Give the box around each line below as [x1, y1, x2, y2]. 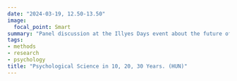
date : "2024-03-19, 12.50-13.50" [7, 10, 106, 18]
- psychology [7, 56, 46, 63]
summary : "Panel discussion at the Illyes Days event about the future [7, 30, 222, 37]
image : [7, 17, 27, 24]
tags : [7, 37, 23, 44]
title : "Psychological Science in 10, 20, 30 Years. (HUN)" [7, 63, 188, 70]
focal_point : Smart [13, 23, 71, 30]
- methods [7, 43, 37, 50]
